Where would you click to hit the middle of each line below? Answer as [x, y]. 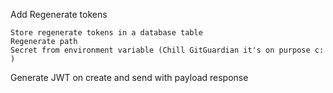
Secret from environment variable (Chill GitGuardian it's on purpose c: [167, 50]
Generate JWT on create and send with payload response [129, 77]
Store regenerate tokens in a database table [106, 33]
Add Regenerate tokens [59, 14]
